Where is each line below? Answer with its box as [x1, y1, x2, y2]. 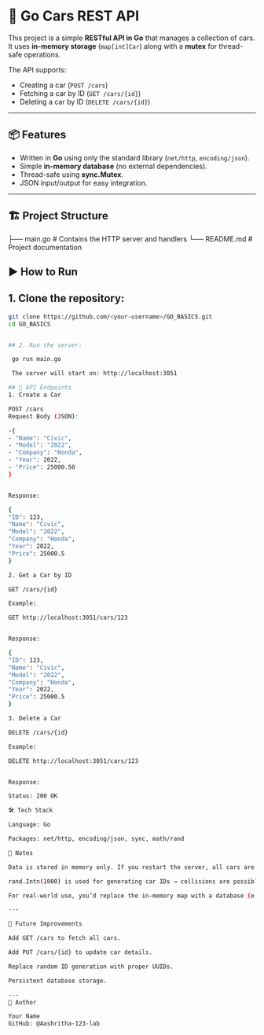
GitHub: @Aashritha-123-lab [8, 1020, 101, 1028]
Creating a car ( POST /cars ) [19, 80, 108, 90]
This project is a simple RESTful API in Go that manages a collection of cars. [8, 33, 255, 42]
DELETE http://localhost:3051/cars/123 [8, 757, 139, 765]
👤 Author [8, 998, 37, 1006]
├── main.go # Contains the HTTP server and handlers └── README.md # [8, 234, 253, 243]
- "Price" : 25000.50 [8, 463, 76, 471]
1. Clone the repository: [8, 292, 125, 305]
